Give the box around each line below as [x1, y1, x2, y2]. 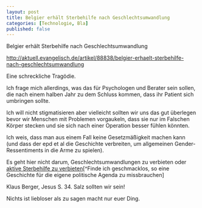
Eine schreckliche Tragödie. [6, 72, 76, 80]
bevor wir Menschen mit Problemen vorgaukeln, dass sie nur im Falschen [6, 116, 190, 123]
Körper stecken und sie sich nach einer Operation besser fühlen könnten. [6, 122, 190, 130]
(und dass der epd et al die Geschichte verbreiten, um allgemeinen [6, 140, 173, 148]
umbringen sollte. [6, 97, 50, 105]
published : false [6, 26, 50, 32]
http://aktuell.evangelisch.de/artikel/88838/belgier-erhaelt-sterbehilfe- [6, 54, 184, 61]
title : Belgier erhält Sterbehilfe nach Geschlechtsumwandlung [6, 15, 170, 21]
